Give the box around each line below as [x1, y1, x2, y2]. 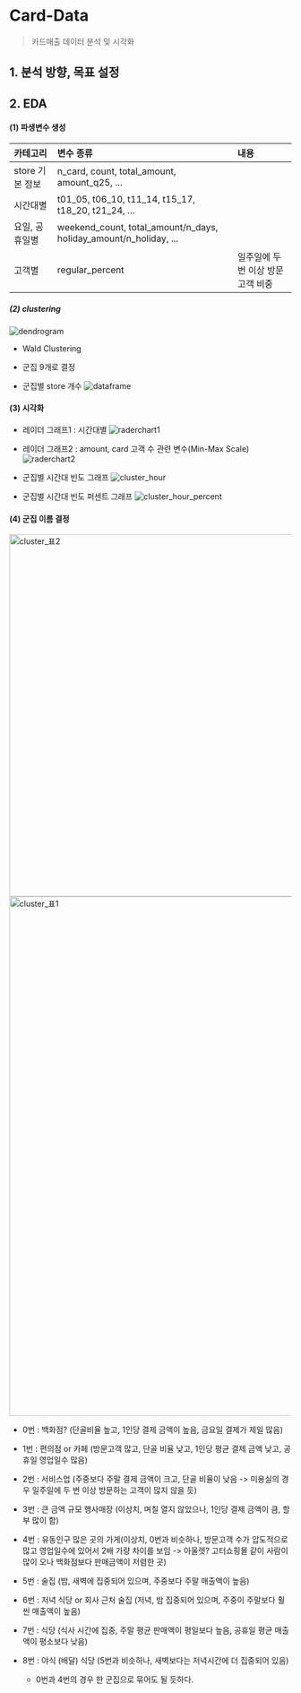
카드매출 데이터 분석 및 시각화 [30, 36, 134, 47]
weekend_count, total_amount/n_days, [56, 220, 219, 233]
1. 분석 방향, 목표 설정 [9, 65, 120, 81]
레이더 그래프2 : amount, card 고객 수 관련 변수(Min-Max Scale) [21, 444, 250, 454]
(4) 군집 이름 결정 [9, 513, 70, 524]
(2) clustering [9, 303, 61, 314]
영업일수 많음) [39, 1455, 88, 1465]
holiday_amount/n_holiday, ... [56, 232, 179, 245]
